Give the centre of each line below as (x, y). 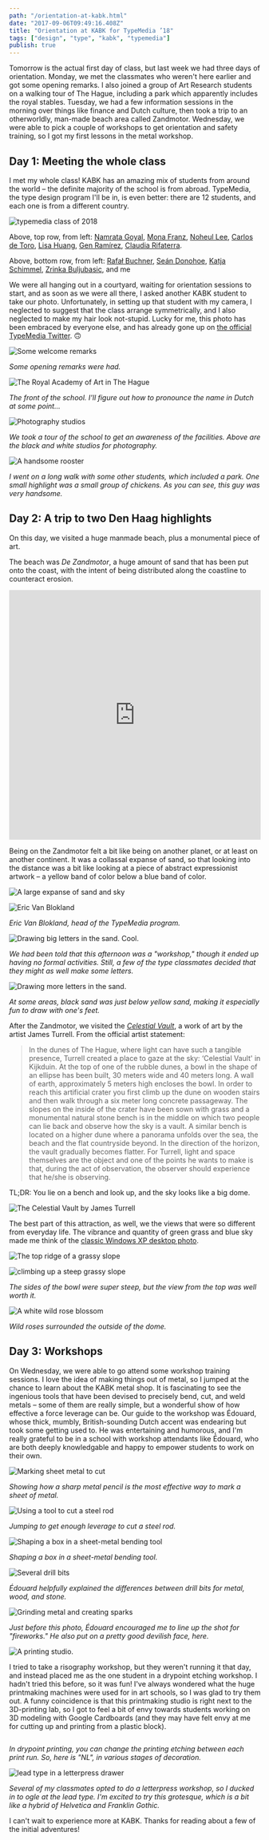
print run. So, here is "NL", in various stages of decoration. (105, 1757)
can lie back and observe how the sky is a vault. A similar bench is (138, 1126)
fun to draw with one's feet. (55, 1010)
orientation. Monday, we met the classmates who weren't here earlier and (130, 77)
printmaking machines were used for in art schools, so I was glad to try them (135, 1692)
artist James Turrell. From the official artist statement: (97, 1034)
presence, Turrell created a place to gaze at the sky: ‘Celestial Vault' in (144, 1058)
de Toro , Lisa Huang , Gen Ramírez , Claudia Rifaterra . (96, 245)
